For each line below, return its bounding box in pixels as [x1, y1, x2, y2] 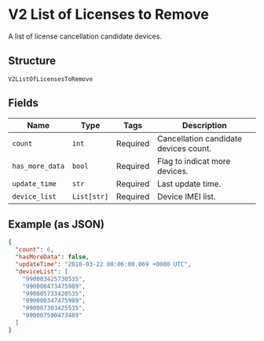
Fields [8, 97, 39, 110]
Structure [8, 54, 57, 68]
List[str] [71, 192, 109, 201]
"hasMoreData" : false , [15, 253, 90, 261]
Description [181, 119, 227, 130]
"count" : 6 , [15, 246, 55, 254]
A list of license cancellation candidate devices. [8, 31, 163, 41]
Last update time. [156, 178, 222, 189]
